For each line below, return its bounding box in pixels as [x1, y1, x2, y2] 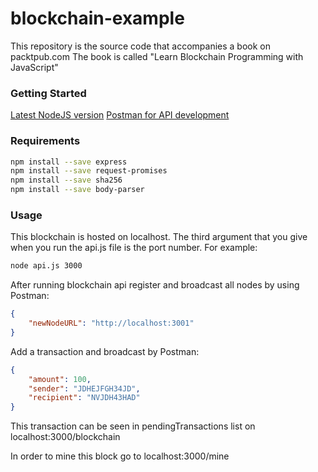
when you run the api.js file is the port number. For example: [10, 242, 258, 254]
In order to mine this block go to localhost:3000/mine [10, 450, 230, 462]
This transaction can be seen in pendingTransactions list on [10, 420, 256, 432]
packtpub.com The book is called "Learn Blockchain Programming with [10, 50, 304, 62]
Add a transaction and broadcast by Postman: [10, 345, 200, 357]
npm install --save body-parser [10, 185, 145, 195]
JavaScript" [10, 61, 59, 73]
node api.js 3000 [10, 261, 83, 271]
